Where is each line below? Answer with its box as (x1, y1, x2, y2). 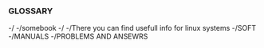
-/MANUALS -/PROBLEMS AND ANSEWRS (8, 31, 148, 41)
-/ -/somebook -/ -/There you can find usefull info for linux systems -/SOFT (8, 24, 257, 33)
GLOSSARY (8, 6, 53, 17)
